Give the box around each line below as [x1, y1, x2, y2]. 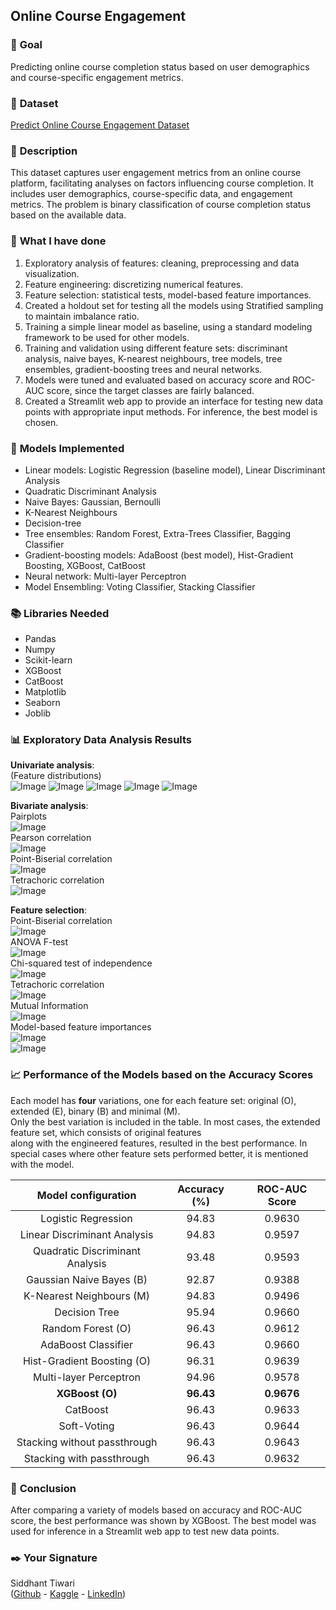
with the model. [10, 1158, 75, 1170]
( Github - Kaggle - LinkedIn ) [10, 1588, 127, 1600]
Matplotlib [24, 686, 67, 698]
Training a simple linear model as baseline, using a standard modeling [24, 320, 313, 333]
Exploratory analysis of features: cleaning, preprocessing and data [24, 257, 300, 269]
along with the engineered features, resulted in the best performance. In [10, 1137, 308, 1149]
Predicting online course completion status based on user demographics [10, 60, 310, 73]
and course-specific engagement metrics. [10, 71, 184, 83]
